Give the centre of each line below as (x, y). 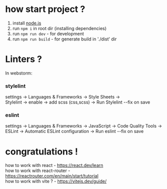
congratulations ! (42, 151)
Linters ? (24, 59)
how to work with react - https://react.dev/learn (54, 165)
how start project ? (45, 9)
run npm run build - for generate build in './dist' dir (64, 39)
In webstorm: (19, 73)
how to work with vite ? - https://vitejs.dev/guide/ (56, 181)
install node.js (27, 23)
